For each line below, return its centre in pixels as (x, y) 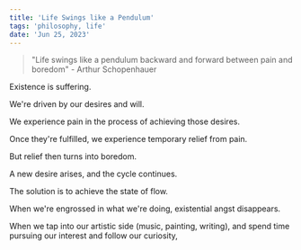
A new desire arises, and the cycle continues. (93, 174)
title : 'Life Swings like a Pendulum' (82, 18)
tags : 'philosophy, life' (58, 26)
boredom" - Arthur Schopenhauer (94, 69)
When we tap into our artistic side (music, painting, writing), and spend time (150, 227)
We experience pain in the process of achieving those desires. (125, 121)
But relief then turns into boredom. (73, 156)
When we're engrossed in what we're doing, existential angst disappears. (145, 209)
